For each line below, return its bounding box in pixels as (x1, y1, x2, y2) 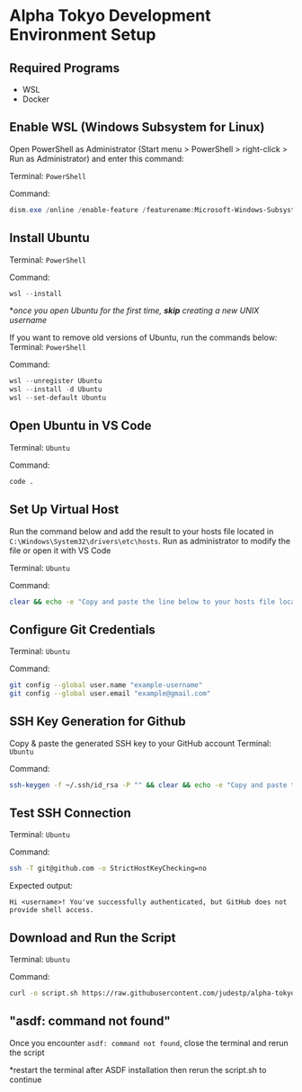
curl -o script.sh (9, 989, 78, 998)
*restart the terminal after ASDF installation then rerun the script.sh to (9, 1064, 267, 1075)
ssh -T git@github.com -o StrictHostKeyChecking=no (9, 864, 207, 873)
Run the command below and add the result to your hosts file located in (9, 525, 274, 536)
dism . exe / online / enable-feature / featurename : (9, 205, 195, 214)
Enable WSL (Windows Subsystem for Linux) (9, 120, 265, 135)
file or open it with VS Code (9, 545, 111, 556)
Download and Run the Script (9, 930, 176, 945)
